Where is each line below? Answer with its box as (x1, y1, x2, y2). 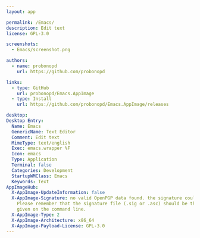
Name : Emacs (11, 123, 42, 129)
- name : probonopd (11, 63, 58, 69)
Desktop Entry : (6, 118, 44, 124)
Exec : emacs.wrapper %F (11, 145, 70, 152)
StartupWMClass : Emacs (11, 173, 68, 179)
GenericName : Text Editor (11, 129, 76, 134)
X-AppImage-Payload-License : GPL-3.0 (11, 223, 105, 229)
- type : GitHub (11, 84, 49, 91)
